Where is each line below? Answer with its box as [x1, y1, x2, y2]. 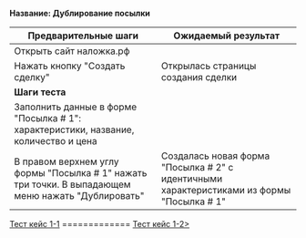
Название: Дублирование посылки [9, 8, 150, 18]
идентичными [160, 172, 223, 185]
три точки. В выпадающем [14, 178, 131, 191]
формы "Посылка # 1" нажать [14, 167, 148, 179]
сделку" [14, 71, 50, 83]
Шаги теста [14, 86, 66, 98]
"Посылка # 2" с [160, 161, 234, 173]
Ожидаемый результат [173, 29, 280, 42]
